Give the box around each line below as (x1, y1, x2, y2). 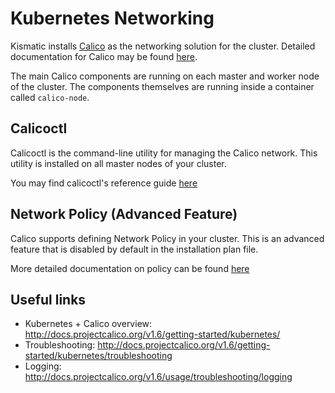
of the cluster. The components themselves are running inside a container (10, 80, 315, 92)
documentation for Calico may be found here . (10, 50, 198, 62)
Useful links (10, 291, 87, 308)
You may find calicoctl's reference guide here (10, 177, 198, 189)
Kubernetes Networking (10, 7, 215, 30)
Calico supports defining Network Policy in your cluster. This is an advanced (10, 232, 325, 244)
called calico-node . (10, 91, 90, 103)
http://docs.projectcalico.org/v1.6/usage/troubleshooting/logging (24, 371, 293, 383)
